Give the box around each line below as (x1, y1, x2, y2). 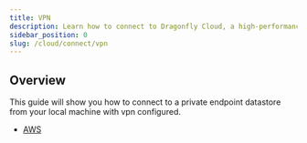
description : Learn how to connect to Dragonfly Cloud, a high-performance (9, 22, 304, 31)
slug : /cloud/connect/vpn (9, 38, 108, 48)
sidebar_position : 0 (9, 30, 89, 39)
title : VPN (9, 13, 51, 23)
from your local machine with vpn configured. (9, 107, 181, 117)
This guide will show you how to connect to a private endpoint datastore (9, 97, 281, 107)
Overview (9, 72, 67, 87)
